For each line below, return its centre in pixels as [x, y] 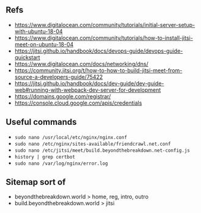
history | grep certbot [45, 157]
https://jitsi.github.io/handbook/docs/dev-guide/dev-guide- [89, 83]
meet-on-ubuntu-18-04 [44, 44]
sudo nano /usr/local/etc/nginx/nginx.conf [71, 137]
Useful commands [41, 122]
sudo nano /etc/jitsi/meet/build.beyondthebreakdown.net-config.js [102, 150]
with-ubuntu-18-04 [38, 31]
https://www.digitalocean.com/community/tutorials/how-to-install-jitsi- [104, 38]
